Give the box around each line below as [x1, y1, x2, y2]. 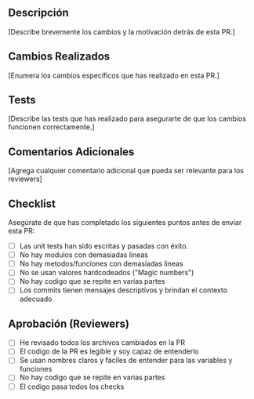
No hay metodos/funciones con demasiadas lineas [19, 259, 183, 269]
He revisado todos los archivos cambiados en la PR [19, 338, 186, 347]
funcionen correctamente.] [8, 122, 96, 132]
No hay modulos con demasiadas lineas [19, 250, 149, 259]
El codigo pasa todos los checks [19, 382, 125, 391]
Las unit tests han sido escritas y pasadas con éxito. [19, 241, 189, 251]
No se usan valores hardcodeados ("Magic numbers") [19, 268, 194, 277]
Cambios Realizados [8, 50, 111, 63]
